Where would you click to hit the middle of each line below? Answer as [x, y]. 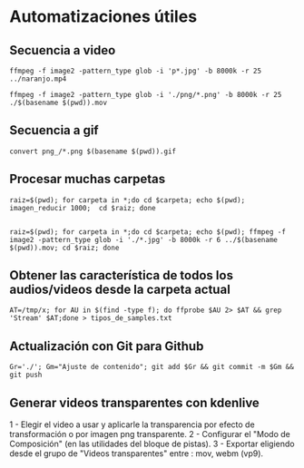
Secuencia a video [63, 50]
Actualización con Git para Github [107, 346]
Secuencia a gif [54, 130]
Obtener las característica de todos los [122, 275]
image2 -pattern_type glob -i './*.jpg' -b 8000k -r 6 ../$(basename [144, 239]
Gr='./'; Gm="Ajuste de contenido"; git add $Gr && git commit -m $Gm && [152, 367]
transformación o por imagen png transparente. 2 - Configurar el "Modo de [150, 434]
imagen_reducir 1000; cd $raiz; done [83, 208]
